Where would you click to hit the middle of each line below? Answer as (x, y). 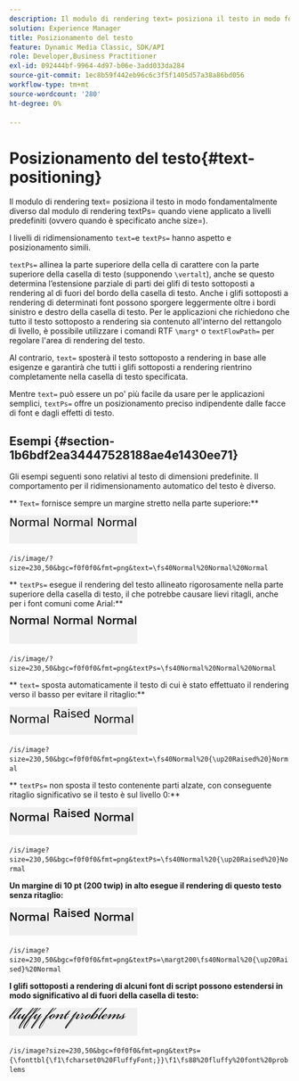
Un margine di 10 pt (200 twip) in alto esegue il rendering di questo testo (145, 886)
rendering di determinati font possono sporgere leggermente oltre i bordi (142, 302)
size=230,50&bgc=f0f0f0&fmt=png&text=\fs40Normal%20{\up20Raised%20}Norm (149, 759)
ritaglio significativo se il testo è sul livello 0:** (95, 795)
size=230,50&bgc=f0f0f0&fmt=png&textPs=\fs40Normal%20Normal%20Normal (143, 669)
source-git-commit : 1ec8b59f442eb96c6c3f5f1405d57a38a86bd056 (127, 76)
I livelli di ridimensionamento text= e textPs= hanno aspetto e (120, 238)
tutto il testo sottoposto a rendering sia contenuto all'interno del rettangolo (145, 322)
